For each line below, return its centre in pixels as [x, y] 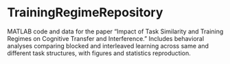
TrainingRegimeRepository [85, 13]
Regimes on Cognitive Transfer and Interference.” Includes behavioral [106, 38]
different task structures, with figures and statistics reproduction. [99, 53]
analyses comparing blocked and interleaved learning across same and [108, 46]
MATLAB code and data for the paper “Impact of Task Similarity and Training [115, 31]
